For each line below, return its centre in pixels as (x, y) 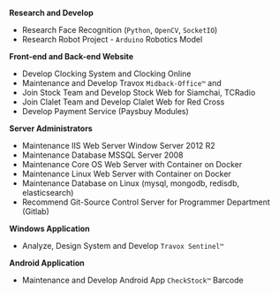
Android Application (47, 263)
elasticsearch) (48, 193)
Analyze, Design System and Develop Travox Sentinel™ (123, 246)
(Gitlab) (36, 211)
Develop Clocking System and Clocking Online (106, 73)
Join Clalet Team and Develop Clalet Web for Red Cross (123, 102)
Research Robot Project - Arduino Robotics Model (112, 39)
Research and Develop (52, 13)
